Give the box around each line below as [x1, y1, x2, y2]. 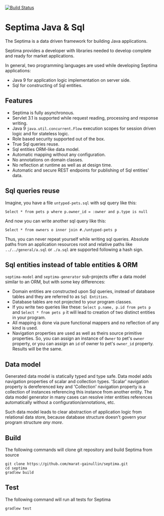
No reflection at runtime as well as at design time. [12, 162, 113, 168]
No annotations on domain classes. [12, 156, 83, 162]
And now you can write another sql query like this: [5, 218, 106, 224]
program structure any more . [5, 420, 64, 425]
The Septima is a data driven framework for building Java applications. [5, 38, 148, 44]
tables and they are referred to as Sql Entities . [12, 294, 109, 300]
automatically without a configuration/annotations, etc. [5, 399, 116, 405]
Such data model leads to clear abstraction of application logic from [5, 409, 142, 415]
